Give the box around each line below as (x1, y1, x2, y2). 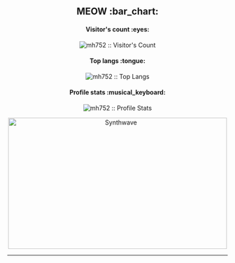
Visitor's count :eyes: (85, 24, 150, 34)
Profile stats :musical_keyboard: (69, 88, 166, 97)
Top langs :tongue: (90, 57, 145, 65)
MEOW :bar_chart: (76, 6, 159, 17)
